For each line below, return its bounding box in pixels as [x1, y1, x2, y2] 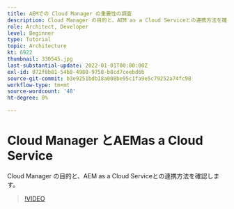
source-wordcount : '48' [7, 88, 77, 95]
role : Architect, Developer [7, 23, 89, 30]
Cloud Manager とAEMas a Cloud [7, 133, 203, 148]
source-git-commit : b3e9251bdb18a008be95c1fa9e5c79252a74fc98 [7, 75, 192, 82]
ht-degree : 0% [7, 95, 49, 102]
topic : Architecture [7, 42, 68, 49]
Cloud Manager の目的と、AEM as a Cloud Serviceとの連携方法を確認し [7, 171, 214, 180]
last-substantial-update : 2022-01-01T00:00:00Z [7, 62, 148, 69]
